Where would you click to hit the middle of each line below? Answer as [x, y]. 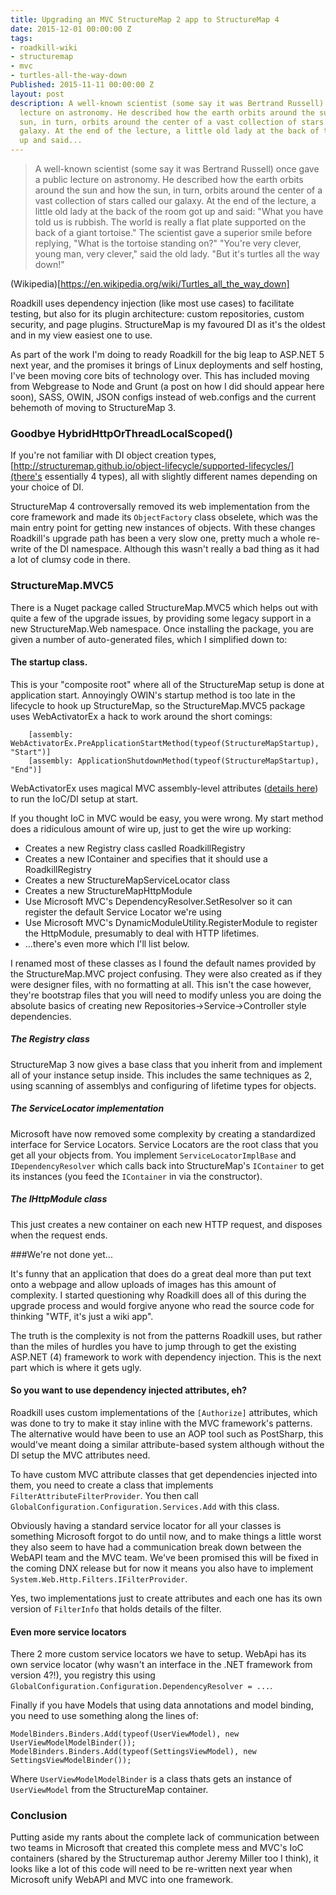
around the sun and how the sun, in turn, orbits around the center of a [178, 190]
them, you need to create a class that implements [112, 1485]
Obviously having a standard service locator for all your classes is [146, 1525]
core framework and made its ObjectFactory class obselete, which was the [164, 517]
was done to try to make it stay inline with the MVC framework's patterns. [161, 1423]
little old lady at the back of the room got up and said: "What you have [179, 211]
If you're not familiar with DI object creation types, [113, 455]
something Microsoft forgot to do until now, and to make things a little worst [166, 1536]
